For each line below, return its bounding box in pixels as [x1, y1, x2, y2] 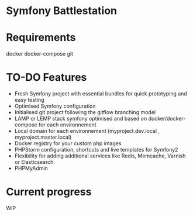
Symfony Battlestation [6, 4, 117, 18]
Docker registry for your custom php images [14, 140, 122, 147]
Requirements [6, 31, 76, 44]
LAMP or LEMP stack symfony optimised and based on [14, 115, 147, 122]
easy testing [14, 97, 44, 104]
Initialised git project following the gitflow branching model [14, 109, 156, 116]
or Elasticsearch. [14, 159, 56, 166]
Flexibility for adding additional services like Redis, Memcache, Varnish [14, 152, 186, 159]
